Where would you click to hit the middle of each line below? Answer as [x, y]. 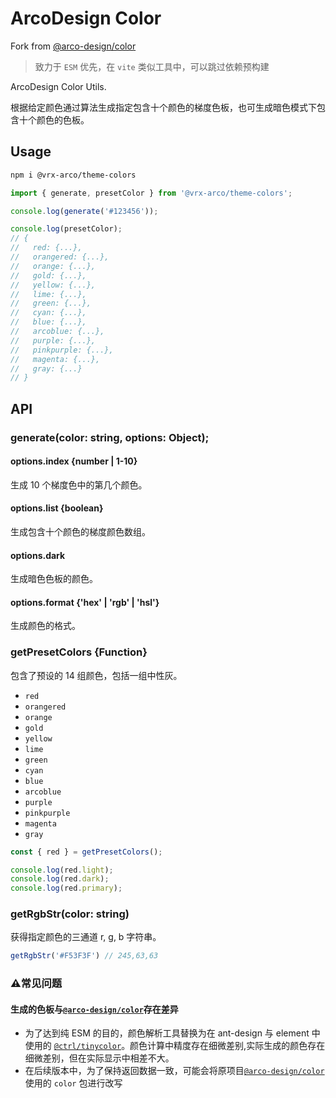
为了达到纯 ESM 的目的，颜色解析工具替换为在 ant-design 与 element [167, 1033]
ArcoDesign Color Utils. [58, 86]
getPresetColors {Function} [79, 652]
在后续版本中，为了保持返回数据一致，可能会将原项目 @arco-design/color [174, 1071]
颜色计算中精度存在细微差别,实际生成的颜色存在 [227, 1046]
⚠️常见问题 [36, 984]
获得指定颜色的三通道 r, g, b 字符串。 [86, 937]
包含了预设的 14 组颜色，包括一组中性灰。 [96, 675]
